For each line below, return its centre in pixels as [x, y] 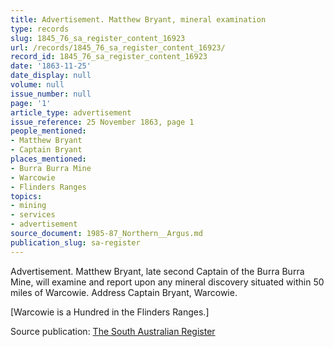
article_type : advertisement [71, 112]
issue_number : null [51, 94]
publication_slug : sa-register [75, 242]
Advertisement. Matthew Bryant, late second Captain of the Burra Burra [157, 271]
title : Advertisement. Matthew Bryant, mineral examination [138, 19]
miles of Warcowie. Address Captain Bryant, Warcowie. [124, 292]
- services [33, 215]
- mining [28, 206]
